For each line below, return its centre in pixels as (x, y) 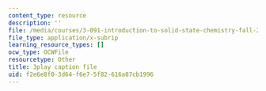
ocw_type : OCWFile (38, 52)
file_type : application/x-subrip (63, 38)
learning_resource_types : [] (56, 45)
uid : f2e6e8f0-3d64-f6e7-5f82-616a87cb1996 (81, 74)
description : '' (35, 23)
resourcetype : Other (42, 60)
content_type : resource (47, 15)
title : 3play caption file (53, 67)
